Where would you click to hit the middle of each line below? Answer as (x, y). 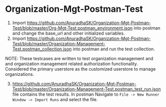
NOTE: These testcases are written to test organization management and (79, 58)
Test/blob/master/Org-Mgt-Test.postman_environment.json (72, 28)
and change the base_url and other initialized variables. (68, 33)
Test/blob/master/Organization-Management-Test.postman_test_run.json (86, 89)
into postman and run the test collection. (114, 49)
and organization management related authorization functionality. (72, 64)
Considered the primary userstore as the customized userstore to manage (81, 69)
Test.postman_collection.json (42, 49)
